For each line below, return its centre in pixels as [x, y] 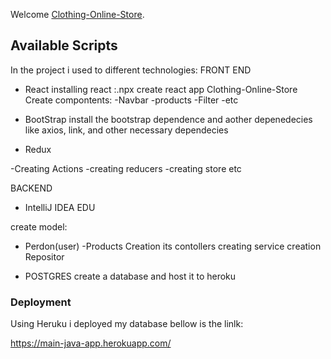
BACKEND [31, 188]
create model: [39, 226]
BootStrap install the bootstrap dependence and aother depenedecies [168, 119]
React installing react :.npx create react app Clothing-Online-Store [161, 89]
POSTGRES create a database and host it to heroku [130, 276]
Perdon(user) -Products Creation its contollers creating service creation [173, 246]
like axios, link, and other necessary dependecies [126, 130]
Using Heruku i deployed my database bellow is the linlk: [127, 324]
